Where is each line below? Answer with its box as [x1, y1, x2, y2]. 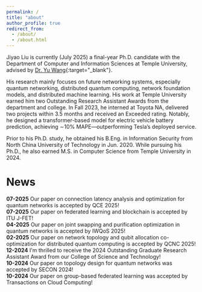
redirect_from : [6, 25, 45, 32]
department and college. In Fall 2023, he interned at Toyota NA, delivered [6, 104, 189, 111]
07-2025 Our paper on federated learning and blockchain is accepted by [6, 208, 188, 215]
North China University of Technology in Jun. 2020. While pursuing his [6, 141, 182, 148]
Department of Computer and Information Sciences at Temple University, [6, 60, 188, 67]
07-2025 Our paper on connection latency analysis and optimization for [6, 195, 185, 203]
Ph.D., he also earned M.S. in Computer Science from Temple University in [6, 148, 191, 155]
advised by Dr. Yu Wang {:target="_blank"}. [6, 67, 113, 73]
